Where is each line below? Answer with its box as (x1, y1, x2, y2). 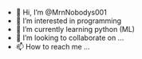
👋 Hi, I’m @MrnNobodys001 (15, 8, 108, 17)
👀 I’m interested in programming (15, 16, 122, 26)
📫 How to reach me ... (15, 42, 90, 51)
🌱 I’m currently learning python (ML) (15, 25, 136, 33)
